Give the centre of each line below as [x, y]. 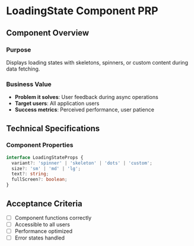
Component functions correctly [53, 218]
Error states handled [40, 238]
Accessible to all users [42, 224]
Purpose [19, 50]
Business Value [29, 84]
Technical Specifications [53, 128]
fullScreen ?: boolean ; [39, 180]
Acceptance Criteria [44, 204]
